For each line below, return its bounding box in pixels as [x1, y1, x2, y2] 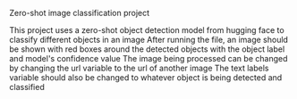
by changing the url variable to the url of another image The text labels [9, 62, 269, 73]
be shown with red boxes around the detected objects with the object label [9, 44, 285, 54]
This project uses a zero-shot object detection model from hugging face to [9, 25, 284, 35]
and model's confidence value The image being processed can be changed [9, 54, 288, 63]
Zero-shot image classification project [9, 8, 150, 18]
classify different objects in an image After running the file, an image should [9, 35, 289, 45]
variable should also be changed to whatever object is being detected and [9, 72, 283, 83]
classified [9, 82, 45, 92]
